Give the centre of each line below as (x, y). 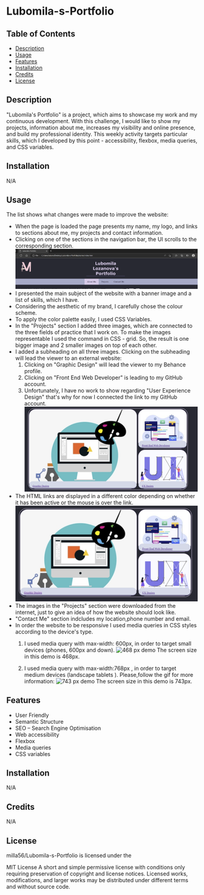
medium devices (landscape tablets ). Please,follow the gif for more (109, 674)
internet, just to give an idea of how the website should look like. (95, 612)
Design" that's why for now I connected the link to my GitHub (101, 397)
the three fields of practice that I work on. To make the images (93, 332)
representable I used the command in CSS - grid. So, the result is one (102, 338)
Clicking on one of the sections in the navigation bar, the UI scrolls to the (106, 240)
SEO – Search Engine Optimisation (58, 728)
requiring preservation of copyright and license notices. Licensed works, (97, 874)
